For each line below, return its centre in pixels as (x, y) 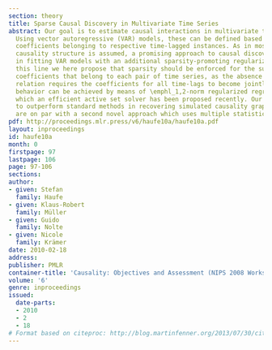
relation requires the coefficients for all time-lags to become (128, 84)
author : (21, 182)
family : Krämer (41, 243)
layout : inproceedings (47, 129)
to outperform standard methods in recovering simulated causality (132, 106)
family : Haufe (39, 197)
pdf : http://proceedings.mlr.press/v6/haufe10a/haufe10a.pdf (114, 122)
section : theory (36, 16)
